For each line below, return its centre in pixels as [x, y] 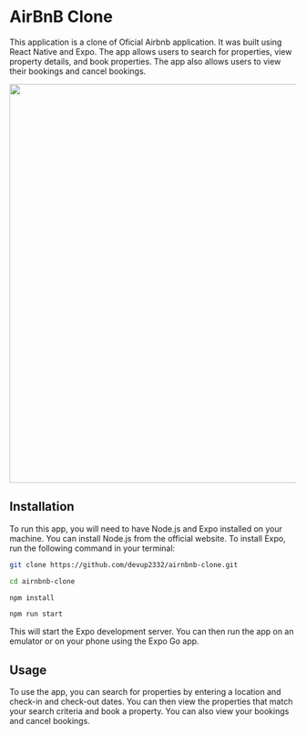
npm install [32, 598]
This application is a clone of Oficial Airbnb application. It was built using [146, 42]
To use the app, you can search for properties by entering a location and [145, 692]
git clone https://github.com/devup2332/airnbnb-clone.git [124, 564]
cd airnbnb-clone [42, 581]
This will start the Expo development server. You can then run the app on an [152, 632]
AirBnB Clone [61, 17]
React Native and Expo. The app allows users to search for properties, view [151, 51]
